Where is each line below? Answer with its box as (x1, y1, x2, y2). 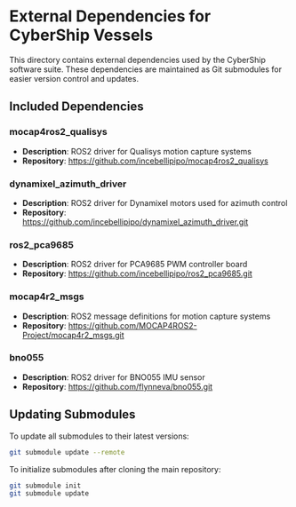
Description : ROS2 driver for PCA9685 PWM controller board (21, 259, 248, 270)
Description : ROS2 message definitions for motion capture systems (21, 311, 271, 321)
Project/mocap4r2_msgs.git (21, 329, 124, 340)
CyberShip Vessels (9, 25, 154, 45)
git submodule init (9, 481, 82, 490)
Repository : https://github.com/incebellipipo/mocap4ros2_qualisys (21, 155, 268, 166)
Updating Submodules (9, 407, 136, 423)
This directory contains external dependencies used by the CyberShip (9, 54, 267, 65)
